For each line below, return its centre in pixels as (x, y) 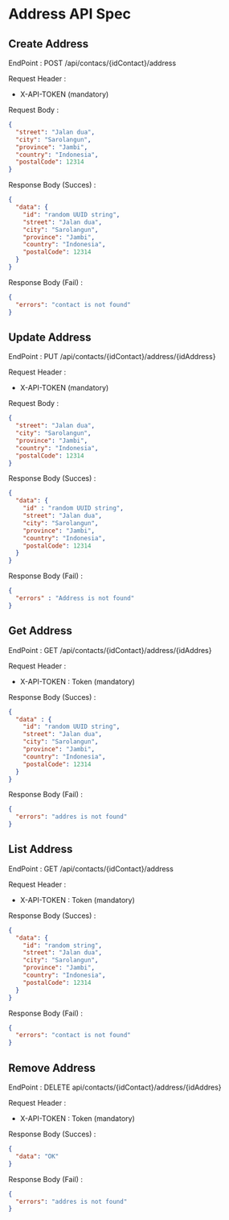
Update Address (50, 337)
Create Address (49, 44)
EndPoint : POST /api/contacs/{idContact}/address (92, 63)
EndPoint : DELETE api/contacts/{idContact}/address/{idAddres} (115, 1087)
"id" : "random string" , (63, 945)
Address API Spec (70, 14)
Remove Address (52, 1068)
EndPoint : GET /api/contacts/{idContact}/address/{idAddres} (110, 650)
